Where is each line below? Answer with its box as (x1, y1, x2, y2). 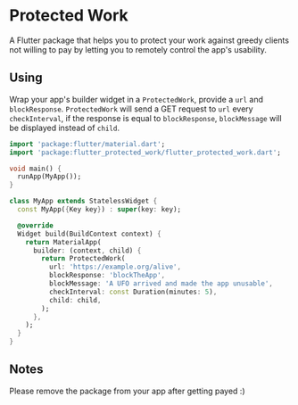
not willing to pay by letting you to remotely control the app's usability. (9, 44, 268, 54)
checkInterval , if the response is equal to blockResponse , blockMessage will (9, 112, 283, 123)
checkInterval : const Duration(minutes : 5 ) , (48, 287, 218, 296)
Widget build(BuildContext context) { (17, 229, 162, 238)
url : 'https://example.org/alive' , (48, 262, 181, 272)
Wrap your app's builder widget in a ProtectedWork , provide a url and (9, 94, 264, 104)
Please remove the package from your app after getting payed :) (9, 385, 245, 396)
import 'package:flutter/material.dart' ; (9, 139, 166, 148)
